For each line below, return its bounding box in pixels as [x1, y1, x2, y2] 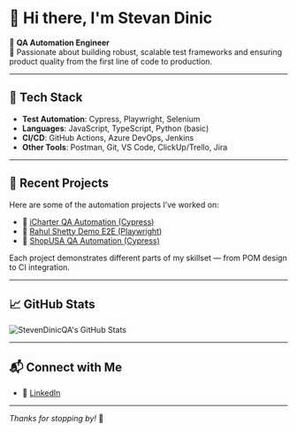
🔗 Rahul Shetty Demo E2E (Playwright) [21, 226, 163, 236]
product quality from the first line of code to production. [9, 56, 213, 66]
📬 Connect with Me [9, 359, 122, 374]
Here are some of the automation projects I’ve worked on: [9, 199, 219, 210]
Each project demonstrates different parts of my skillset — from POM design [9, 252, 287, 263]
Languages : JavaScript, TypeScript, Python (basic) [21, 123, 209, 134]
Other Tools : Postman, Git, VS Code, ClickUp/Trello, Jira [21, 142, 228, 152]
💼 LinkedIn [21, 388, 61, 398]
